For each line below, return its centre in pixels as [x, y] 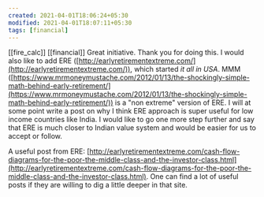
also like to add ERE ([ [43, 61]
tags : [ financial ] [38, 30]
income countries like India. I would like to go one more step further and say [131, 120]
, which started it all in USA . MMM [185, 69]
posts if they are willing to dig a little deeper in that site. [98, 185]
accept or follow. [35, 136]
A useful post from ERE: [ [49, 151]
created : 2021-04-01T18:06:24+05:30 [68, 15]
